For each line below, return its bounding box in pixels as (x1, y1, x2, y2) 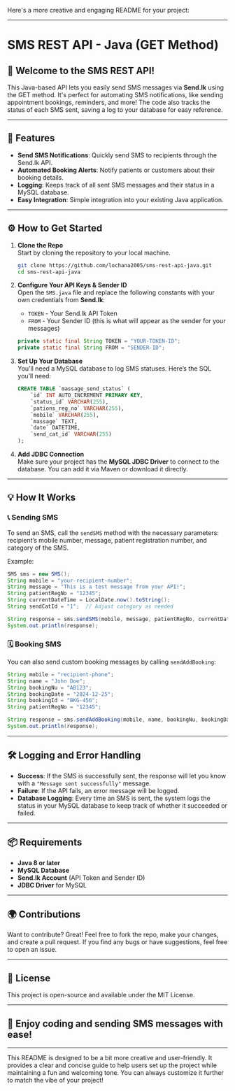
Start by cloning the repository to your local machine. (17, 248, 171, 257)
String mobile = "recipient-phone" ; (7, 671, 114, 678)
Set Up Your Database (17, 357, 83, 366)
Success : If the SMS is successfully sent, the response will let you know (17, 771, 227, 780)
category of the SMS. (7, 543, 69, 552)
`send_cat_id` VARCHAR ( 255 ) (30, 431, 112, 438)
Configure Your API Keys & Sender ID (17, 281, 127, 290)
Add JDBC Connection (17, 450, 85, 458)
